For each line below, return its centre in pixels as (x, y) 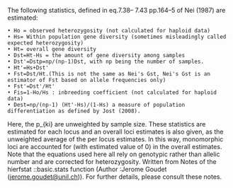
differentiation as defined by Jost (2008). (74, 111)
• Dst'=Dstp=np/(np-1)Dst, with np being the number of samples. (106, 61)
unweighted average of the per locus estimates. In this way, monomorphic (115, 139)
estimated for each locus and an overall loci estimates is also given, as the (115, 131)
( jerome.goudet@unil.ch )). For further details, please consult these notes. (115, 177)
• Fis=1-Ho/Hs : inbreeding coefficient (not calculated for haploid (112, 93)
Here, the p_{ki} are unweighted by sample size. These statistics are (107, 124)
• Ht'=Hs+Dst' (28, 68)
